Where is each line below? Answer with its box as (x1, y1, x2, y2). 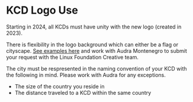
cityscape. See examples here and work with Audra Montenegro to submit (6, 47, 188, 54)
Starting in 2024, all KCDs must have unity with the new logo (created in (6, 23, 182, 30)
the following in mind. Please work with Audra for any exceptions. (6, 71, 166, 78)
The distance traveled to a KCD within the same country (14, 89, 152, 96)
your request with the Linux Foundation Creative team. (6, 53, 139, 60)
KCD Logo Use (6, 4, 78, 17)
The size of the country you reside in (14, 82, 105, 90)
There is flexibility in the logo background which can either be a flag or (6, 41, 179, 48)
